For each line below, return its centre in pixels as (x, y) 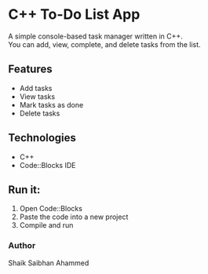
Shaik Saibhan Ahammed (49, 263)
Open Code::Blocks (51, 209)
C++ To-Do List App (74, 15)
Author (22, 246)
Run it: (24, 190)
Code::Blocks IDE (47, 165)
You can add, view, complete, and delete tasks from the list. (105, 44)
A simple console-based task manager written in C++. (95, 36)
